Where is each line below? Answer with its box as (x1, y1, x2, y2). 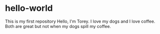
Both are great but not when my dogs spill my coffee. (5, 23, 112, 29)
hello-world (5, 3, 53, 14)
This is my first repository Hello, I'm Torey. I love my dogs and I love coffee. (5, 18, 156, 24)
